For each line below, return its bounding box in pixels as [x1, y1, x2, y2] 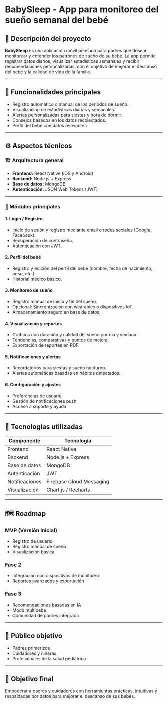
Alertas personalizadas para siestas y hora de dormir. [12, 112, 122, 118]
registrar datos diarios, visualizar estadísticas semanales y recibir [5, 58, 140, 64]
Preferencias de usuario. [12, 393, 63, 399]
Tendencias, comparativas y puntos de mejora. [12, 337, 109, 343]
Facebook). [12, 232, 36, 238]
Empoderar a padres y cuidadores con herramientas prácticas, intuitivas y [5, 688, 157, 694]
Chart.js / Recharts [46, 486, 91, 493]
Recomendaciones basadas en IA [12, 602, 81, 608]
